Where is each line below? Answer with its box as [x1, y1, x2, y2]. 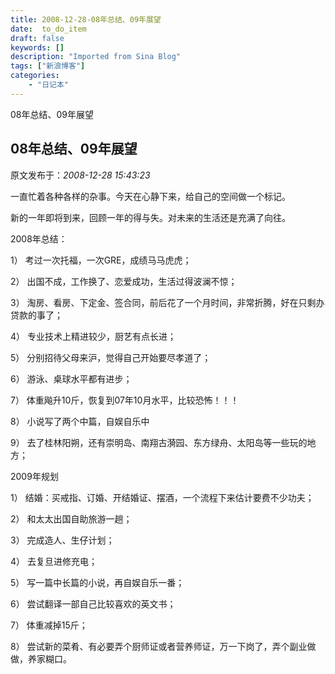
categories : [10, 71, 60, 81]
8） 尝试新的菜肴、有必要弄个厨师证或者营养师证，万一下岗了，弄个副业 [10, 640, 308, 652]
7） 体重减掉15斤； [10, 619, 88, 631]
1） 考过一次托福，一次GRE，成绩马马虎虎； [10, 254, 192, 266]
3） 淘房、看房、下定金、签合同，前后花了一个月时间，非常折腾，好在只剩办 [10, 296, 325, 308]
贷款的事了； [10, 309, 63, 321]
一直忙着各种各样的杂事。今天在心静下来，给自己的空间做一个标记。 [10, 190, 291, 202]
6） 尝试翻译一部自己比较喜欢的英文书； [10, 597, 177, 610]
